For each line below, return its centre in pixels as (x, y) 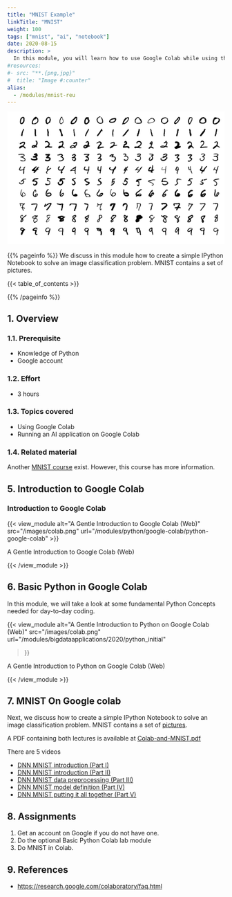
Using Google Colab (46, 426)
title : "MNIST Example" (41, 15)
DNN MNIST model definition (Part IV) (71, 787)
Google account (40, 361)
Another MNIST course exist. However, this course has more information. (111, 467)
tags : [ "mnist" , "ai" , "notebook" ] (58, 37)
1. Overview (33, 318)
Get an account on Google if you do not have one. (88, 833)
